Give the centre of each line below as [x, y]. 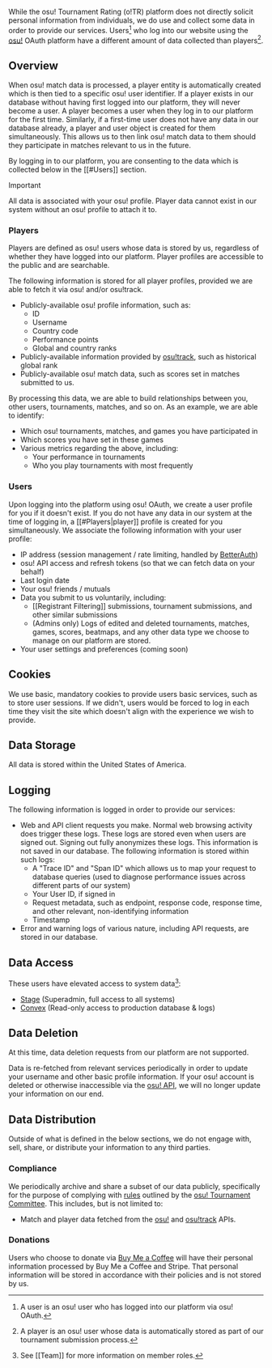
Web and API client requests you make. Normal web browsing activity [136, 826]
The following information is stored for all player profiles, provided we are [131, 281]
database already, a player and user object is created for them [112, 128]
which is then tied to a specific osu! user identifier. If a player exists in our [131, 94]
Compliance [33, 1169]
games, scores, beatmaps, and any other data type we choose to [140, 631]
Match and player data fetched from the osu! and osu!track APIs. [128, 1219]
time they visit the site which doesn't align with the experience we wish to [131, 711]
